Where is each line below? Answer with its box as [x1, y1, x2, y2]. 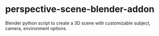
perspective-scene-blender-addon [5, 3, 154, 15]
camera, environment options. [5, 25, 67, 31]
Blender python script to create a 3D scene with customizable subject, [5, 20, 150, 26]
